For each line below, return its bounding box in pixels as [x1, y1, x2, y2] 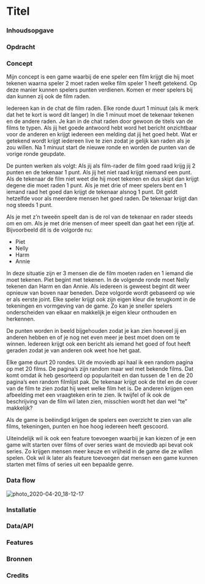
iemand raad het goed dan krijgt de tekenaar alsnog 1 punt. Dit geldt [6, 189, 177, 196]
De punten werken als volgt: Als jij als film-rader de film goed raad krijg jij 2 [6, 162, 196, 169]
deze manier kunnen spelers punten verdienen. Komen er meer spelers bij [6, 86, 193, 93]
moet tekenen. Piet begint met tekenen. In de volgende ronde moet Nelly [6, 276, 190, 284]
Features [6, 539, 34, 547]
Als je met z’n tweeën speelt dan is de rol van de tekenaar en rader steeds [6, 213, 193, 220]
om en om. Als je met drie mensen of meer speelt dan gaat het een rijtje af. [6, 220, 195, 227]
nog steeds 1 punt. [6, 201, 53, 209]
